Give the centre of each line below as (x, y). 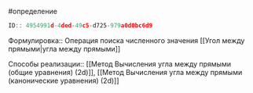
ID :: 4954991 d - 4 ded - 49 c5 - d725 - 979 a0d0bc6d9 (81, 26)
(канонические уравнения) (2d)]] (64, 80)
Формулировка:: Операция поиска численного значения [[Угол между (126, 40)
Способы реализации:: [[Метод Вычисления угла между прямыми (120, 64)
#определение (33, 11)
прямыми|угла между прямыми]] (64, 48)
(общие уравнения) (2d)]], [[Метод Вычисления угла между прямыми (125, 72)
